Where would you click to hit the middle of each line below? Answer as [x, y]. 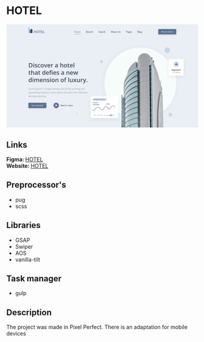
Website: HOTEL [27, 166]
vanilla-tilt [28, 259]
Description [29, 312]
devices [16, 333]
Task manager [34, 278]
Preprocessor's [36, 185]
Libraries [23, 225]
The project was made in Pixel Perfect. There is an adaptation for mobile [97, 327]
